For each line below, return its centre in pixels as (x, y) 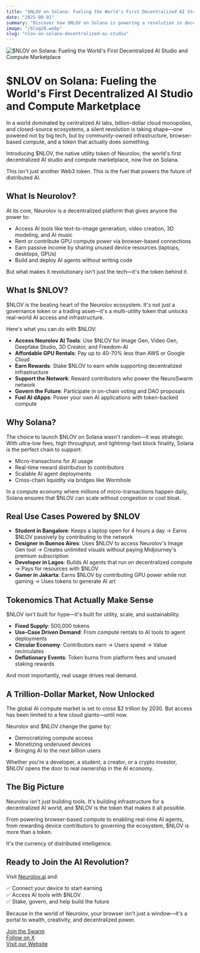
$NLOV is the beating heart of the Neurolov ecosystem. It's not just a (91, 305)
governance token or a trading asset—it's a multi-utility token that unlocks (97, 311)
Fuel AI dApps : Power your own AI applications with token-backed (96, 397)
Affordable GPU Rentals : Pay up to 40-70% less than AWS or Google (100, 353)
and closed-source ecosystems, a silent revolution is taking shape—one (94, 129)
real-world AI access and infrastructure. (55, 317)
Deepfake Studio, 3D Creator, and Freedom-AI (71, 346)
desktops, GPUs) (35, 254)
